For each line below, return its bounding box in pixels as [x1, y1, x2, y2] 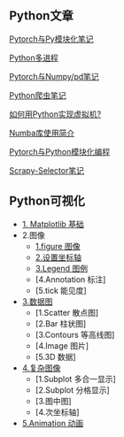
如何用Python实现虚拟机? [9, 109, 102, 119]
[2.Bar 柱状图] [35, 318, 87, 329]
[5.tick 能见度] [35, 285, 87, 295]
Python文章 [9, 8, 74, 24]
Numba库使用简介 [9, 127, 75, 138]
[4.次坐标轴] [35, 406, 80, 418]
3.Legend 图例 [35, 263, 89, 273]
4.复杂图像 [21, 362, 61, 373]
